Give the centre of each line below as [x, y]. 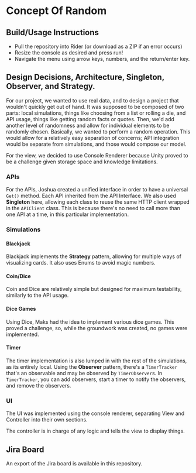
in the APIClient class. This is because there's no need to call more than [93, 208]
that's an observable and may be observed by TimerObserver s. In [84, 373]
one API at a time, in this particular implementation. [68, 214]
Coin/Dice [18, 276]
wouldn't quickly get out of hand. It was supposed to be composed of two [95, 107]
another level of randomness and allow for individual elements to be [88, 125]
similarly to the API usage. [37, 295]
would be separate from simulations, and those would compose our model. [96, 144]
